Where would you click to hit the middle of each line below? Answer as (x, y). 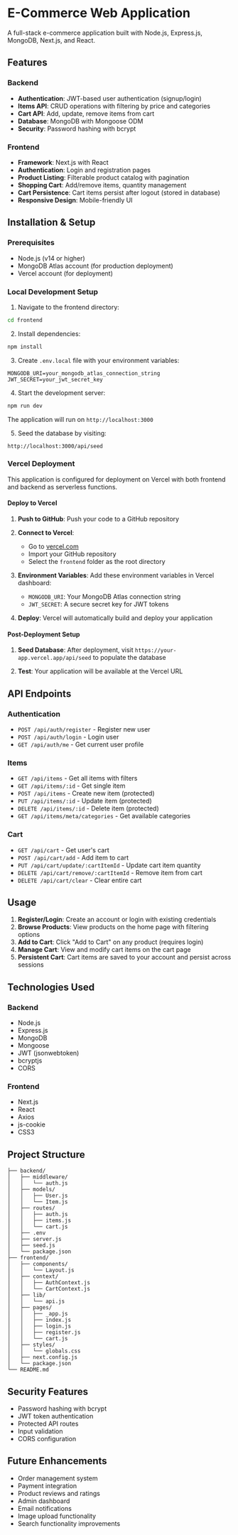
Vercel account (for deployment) (65, 273)
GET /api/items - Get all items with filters (77, 779)
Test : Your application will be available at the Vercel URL (100, 671)
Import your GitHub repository (72, 554)
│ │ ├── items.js (39, 1221)
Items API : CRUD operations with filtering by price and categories (114, 106)
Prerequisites (31, 243)
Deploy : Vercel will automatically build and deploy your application (115, 618)
